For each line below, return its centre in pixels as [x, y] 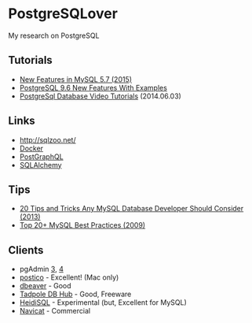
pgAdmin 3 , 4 [42, 269]
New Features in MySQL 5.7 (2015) [75, 79]
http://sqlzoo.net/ [47, 139]
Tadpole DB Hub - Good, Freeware [75, 294]
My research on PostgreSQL [54, 35]
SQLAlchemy [40, 165]
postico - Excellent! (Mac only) [69, 277]
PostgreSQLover [63, 14]
